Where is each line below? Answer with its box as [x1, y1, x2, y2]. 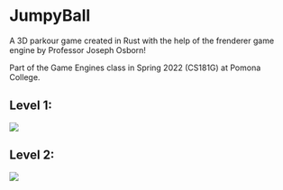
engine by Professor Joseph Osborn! [9, 44, 147, 55]
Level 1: [9, 98, 52, 113]
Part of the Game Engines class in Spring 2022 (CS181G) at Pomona [9, 62, 261, 73]
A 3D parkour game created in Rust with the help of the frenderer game [9, 35, 275, 46]
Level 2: [9, 148, 55, 163]
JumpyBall [9, 5, 91, 26]
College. [9, 71, 41, 82]
